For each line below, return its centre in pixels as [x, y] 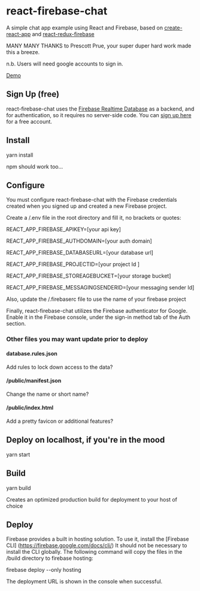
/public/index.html [30, 408]
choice [15, 506]
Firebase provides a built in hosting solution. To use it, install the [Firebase [98, 539]
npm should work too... [35, 166]
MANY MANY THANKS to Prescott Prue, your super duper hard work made [99, 46]
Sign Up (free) [33, 94]
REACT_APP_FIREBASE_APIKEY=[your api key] [64, 229]
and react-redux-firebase [63, 34]
